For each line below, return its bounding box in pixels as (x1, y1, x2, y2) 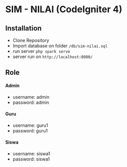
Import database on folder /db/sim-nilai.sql (12, 43, 108, 49)
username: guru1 (12, 122, 48, 128)
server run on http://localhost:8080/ (12, 53, 93, 60)
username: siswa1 (12, 151, 50, 156)
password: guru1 (12, 127, 48, 133)
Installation (5, 24, 42, 33)
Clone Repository (12, 37, 49, 43)
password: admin (12, 99, 49, 105)
